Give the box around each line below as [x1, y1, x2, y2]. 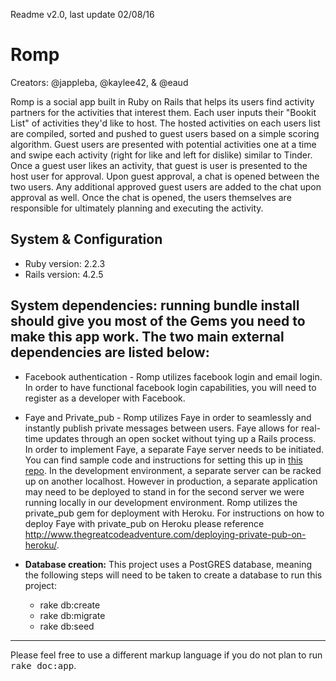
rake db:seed [39, 620, 95, 632]
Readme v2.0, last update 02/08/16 [10, 9, 155, 20]
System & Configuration [10, 231, 163, 248]
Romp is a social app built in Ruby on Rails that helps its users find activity [10, 95, 315, 108]
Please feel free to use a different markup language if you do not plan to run [10, 649, 323, 661]
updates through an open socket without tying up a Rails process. [45, 432, 317, 444]
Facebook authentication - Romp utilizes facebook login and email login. [24, 370, 323, 383]
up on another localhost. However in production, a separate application [24, 475, 318, 487]
